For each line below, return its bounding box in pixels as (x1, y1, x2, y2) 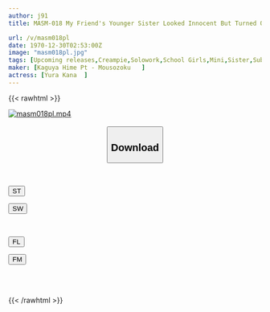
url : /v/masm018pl (8, 34, 70, 42)
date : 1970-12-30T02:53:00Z (8, 41, 103, 49)
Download (111, 142, 159, 154)
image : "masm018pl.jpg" (8, 49, 88, 57)
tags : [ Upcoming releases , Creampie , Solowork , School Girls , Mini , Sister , (8, 56, 253, 64)
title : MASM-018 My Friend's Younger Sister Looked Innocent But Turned (8, 19, 257, 27)
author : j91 (8, 11, 48, 20)
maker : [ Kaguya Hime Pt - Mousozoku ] (8, 64, 146, 72)
